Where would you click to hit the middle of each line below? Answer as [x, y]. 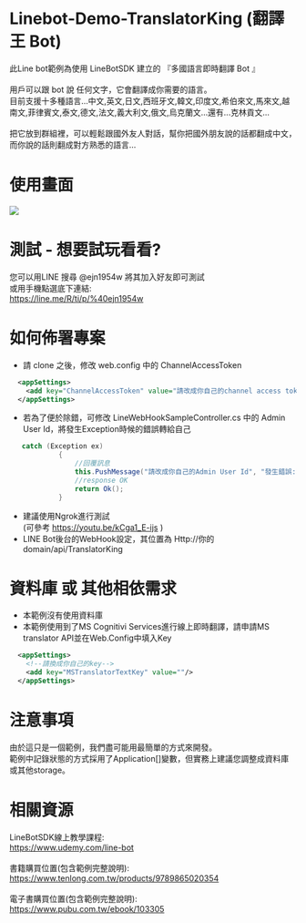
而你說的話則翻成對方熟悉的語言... [73, 144]
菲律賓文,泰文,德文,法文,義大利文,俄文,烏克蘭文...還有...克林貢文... [149, 112]
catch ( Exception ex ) [62, 446]
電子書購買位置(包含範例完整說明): [74, 898]
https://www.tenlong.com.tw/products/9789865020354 [114, 878]
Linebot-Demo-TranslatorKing [126, 19]
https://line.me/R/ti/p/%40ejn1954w [76, 298]
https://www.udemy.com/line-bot [72, 847]
